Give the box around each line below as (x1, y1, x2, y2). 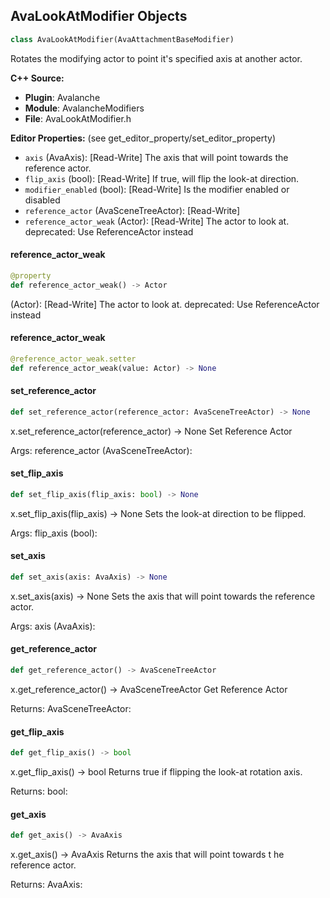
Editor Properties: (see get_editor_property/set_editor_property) (10, 132, 277, 144)
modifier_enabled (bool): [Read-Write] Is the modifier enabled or (24, 183, 290, 195)
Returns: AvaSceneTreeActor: (10, 702, 132, 714)
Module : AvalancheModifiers (24, 102, 145, 114)
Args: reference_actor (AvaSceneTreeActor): (10, 444, 193, 456)
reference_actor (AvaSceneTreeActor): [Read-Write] (24, 204, 241, 216)
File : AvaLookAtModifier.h (24, 112, 132, 124)
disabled (24, 194, 61, 206)
